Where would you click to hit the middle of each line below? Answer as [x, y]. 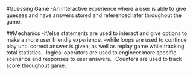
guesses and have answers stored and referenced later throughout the [94, 15]
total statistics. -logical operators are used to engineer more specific [91, 53]
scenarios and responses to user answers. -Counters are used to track [94, 59]
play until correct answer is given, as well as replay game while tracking [95, 46]
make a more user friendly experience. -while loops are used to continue [96, 40]
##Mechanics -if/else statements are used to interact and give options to [97, 33]
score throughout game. [36, 65]
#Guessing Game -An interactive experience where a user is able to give [96, 9]
